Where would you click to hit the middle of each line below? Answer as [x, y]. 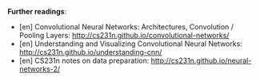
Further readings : [37, 12]
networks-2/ [40, 69]
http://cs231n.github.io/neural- [201, 60]
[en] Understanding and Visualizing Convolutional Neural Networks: [131, 44]
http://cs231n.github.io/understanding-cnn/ [90, 52]
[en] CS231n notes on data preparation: [84, 60]
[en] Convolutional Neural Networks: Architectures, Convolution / [126, 27]
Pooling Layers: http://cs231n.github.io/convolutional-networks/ [124, 35]
